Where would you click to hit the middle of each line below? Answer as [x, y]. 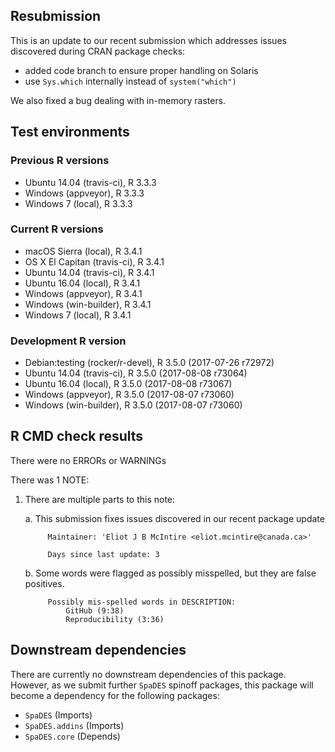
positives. [44, 583]
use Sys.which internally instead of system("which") [130, 81]
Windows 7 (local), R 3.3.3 [78, 203]
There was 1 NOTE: [50, 480]
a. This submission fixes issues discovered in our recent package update [174, 518]
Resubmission [56, 16]
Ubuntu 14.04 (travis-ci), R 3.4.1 [89, 272]
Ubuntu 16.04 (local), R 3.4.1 [82, 283]
